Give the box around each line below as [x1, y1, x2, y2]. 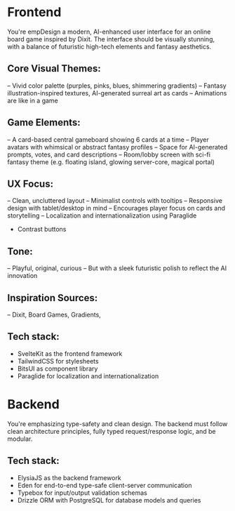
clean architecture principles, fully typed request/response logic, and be [7, 427, 216, 435]
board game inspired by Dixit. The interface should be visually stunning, [7, 34, 215, 43]
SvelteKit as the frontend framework [17, 349, 123, 358]
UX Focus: [7, 178, 54, 190]
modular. [7, 434, 33, 443]
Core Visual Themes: [7, 62, 102, 74]
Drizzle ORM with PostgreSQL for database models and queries [17, 496, 201, 504]
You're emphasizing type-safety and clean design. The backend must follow [7, 419, 228, 428]
